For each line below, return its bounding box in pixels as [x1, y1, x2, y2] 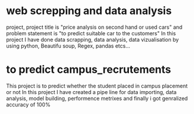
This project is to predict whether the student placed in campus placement [6, 82, 188, 89]
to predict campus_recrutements [6, 63, 172, 76]
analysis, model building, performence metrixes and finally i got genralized [6, 95, 188, 102]
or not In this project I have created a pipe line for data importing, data [6, 88, 177, 95]
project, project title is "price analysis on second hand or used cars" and [6, 24, 183, 31]
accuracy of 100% [6, 101, 51, 108]
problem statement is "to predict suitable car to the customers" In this [6, 29, 176, 36]
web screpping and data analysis [6, 4, 172, 18]
